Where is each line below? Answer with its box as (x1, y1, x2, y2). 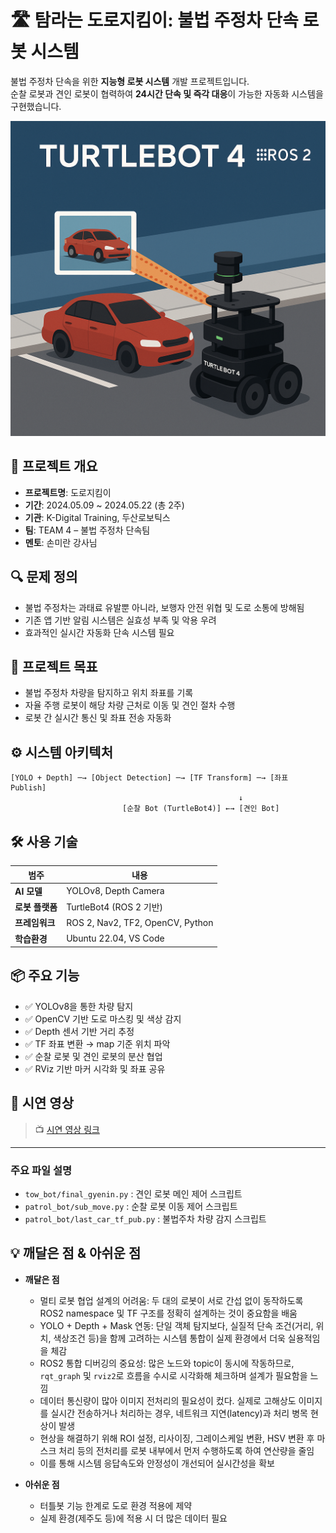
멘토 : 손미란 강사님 (24, 536, 98, 548)
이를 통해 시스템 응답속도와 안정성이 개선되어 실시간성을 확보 (39, 1457, 275, 1469)
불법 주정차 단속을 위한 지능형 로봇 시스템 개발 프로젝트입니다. (10, 75, 250, 87)
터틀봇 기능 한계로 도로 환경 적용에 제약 (39, 1499, 193, 1511)
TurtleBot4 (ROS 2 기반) (66, 901, 164, 913)
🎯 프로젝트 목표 (10, 658, 98, 675)
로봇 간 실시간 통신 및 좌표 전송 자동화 (24, 712, 172, 724)
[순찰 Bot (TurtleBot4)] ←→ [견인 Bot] (121, 804, 280, 814)
